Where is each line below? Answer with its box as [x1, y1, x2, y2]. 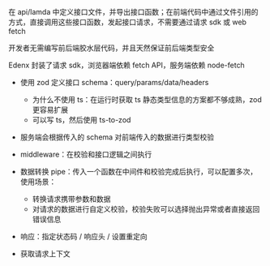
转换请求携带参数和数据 [32, 194, 111, 204]
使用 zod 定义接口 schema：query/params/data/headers [19, 78, 209, 87]
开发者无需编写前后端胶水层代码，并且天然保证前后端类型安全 [8, 43, 215, 53]
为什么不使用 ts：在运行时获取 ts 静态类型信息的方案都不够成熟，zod [32, 95, 262, 104]
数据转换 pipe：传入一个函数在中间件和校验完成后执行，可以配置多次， [19, 167, 258, 176]
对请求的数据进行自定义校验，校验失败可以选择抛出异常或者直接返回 [32, 204, 260, 213]
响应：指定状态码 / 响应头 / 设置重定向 [19, 232, 148, 241]
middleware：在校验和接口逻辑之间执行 [19, 149, 152, 159]
